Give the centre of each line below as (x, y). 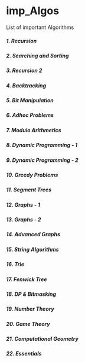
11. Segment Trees (29, 190)
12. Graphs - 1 (23, 204)
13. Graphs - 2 (24, 220)
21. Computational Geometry (42, 339)
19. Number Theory (30, 309)
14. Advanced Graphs (33, 234)
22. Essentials (24, 354)
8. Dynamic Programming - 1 (42, 145)
